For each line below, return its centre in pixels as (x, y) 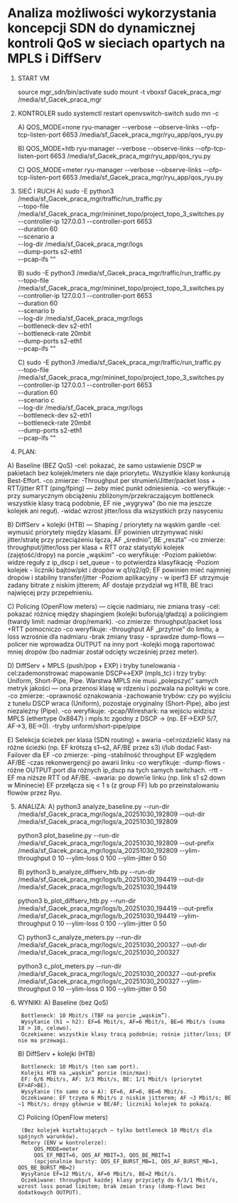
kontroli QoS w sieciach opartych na (117, 43)
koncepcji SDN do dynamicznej (101, 28)
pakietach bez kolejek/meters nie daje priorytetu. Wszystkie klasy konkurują (119, 473)
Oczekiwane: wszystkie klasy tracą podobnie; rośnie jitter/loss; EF (126, 1034)
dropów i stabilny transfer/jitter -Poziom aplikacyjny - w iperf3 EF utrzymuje (118, 577)
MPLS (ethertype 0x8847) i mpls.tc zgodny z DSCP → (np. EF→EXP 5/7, (113, 718)
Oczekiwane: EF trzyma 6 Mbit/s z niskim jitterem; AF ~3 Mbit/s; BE (126, 1098)
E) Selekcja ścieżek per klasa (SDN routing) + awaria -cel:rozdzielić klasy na (119, 740)
